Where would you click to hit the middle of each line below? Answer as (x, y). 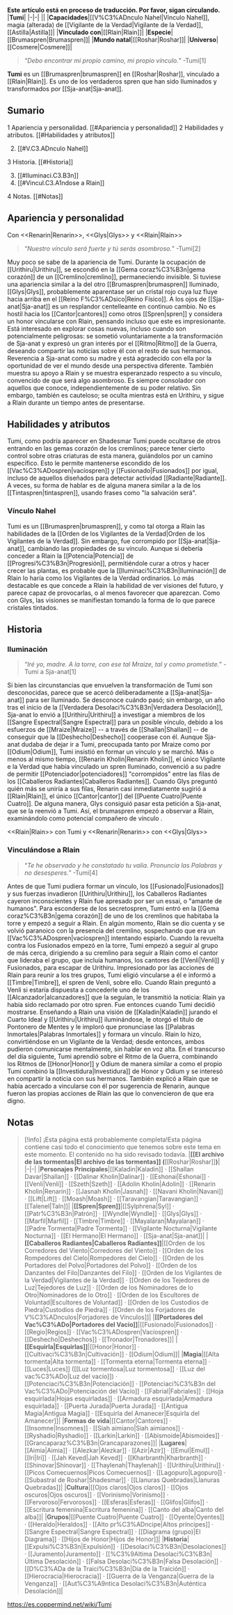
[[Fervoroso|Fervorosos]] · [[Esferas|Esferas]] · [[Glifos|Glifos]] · (116, 1502)
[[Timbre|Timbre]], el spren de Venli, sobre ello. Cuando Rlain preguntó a (112, 982)
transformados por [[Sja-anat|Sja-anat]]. (65, 89)
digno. (16, 1100)
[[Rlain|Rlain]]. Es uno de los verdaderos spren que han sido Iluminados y (112, 81)
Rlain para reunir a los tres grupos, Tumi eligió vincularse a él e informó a (112, 975)
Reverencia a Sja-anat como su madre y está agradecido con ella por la (110, 358)
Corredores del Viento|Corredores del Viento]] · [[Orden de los (114, 1250)
